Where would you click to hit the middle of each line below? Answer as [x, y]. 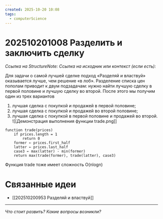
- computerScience [28, 18]
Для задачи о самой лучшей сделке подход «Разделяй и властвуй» [75, 76]
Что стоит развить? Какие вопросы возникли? [53, 212]
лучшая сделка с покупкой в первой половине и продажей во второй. [85, 116]
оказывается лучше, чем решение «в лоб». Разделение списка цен [75, 81]
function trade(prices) [29, 130]
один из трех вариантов [30, 96]
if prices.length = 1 [35, 135]
